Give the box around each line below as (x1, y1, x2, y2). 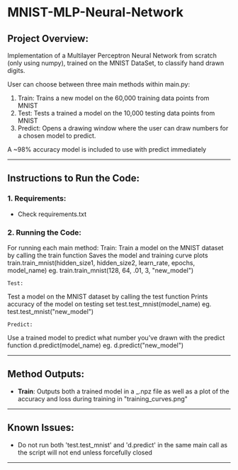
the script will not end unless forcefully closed (17, 448, 152, 457)
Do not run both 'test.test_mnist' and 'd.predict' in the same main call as (17, 440, 228, 449)
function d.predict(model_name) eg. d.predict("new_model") (7, 341, 184, 349)
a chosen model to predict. (17, 132, 96, 140)
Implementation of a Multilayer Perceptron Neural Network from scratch (7, 51, 217, 60)
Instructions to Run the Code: (7, 172, 140, 184)
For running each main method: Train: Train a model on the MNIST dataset (7, 243, 224, 252)
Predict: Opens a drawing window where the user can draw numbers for (17, 124, 229, 132)
